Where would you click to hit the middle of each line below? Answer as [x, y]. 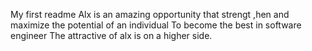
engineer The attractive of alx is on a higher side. [111, 35]
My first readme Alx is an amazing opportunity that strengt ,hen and [150, 14]
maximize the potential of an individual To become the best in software [156, 25]
